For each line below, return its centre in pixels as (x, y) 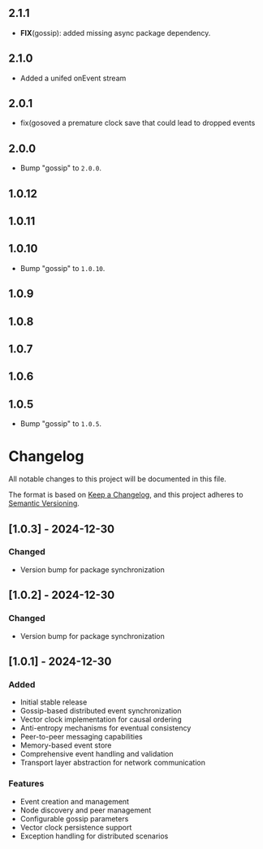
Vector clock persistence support (76, 827)
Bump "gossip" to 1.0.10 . (63, 268)
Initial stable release (54, 702)
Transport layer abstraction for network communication (112, 763)
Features (26, 784)
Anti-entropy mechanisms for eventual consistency (106, 728)
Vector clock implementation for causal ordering (101, 720)
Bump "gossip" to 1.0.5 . (60, 424)
